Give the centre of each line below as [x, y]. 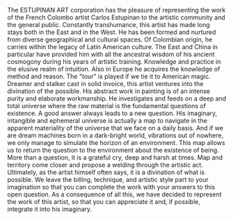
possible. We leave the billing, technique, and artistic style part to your [108, 179]
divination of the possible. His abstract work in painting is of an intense [109, 91]
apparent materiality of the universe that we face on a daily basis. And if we [115, 128]
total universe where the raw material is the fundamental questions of [107, 106]
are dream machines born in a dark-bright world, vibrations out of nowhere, [115, 135]
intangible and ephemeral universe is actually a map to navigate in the [107, 120]
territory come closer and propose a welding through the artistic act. [105, 165]
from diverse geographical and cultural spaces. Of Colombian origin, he [110, 40]
